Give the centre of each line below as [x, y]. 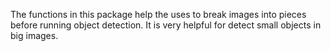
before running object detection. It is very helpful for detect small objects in [166, 25]
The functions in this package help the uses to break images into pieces [158, 14]
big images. [34, 35]
